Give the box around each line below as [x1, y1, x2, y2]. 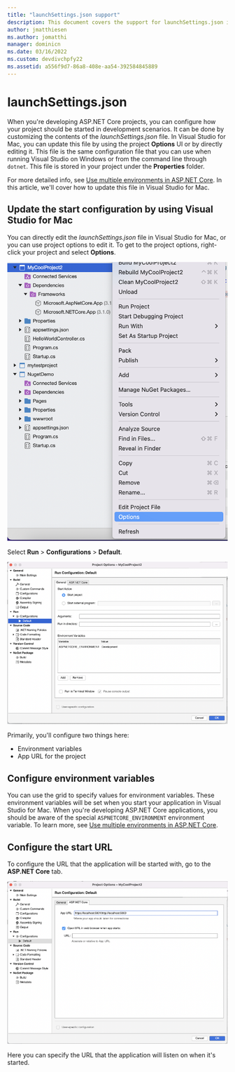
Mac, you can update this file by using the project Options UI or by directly [7, 140, 222, 148]
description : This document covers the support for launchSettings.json [7, 18, 224, 26]
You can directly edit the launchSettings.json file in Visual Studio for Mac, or [7, 233, 227, 241]
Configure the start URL [7, 841, 113, 853]
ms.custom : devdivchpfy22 [7, 56, 83, 63]
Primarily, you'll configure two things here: [7, 731, 129, 740]
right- [200, 240, 218, 249]
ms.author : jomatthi [7, 34, 68, 41]
